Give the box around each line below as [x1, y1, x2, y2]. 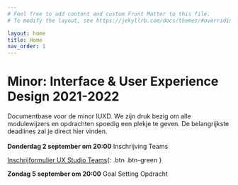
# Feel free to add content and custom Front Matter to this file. [7, 10, 211, 18]
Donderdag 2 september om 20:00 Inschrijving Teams [7, 142, 169, 151]
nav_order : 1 [7, 43, 46, 50]
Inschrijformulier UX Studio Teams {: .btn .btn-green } [7, 156, 162, 164]
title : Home [7, 36, 42, 43]
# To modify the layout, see [7, 17, 93, 24]
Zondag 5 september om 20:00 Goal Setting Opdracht [7, 169, 168, 178]
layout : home [7, 30, 46, 37]
